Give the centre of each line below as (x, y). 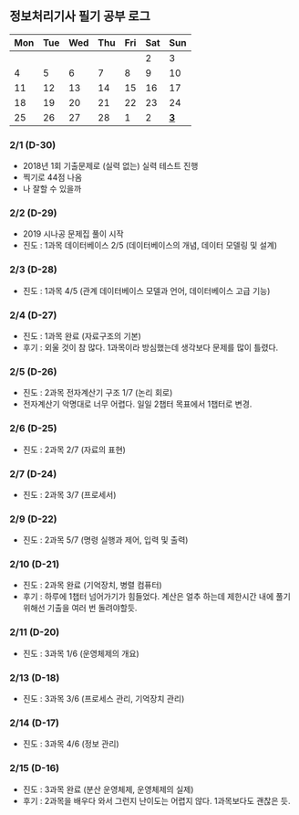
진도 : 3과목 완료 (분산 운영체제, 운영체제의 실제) (108, 789)
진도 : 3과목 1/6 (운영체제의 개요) (81, 653)
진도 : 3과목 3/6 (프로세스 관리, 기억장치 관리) (103, 699)
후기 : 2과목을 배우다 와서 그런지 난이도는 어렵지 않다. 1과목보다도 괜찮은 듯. (156, 800)
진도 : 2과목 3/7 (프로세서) (69, 494)
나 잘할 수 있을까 (52, 189)
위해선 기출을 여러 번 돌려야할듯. (80, 608)
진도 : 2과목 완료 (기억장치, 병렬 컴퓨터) (92, 585)
